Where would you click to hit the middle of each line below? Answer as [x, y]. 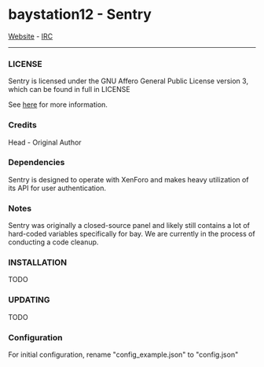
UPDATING [29, 300]
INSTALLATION [38, 262]
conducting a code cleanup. [53, 242]
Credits [22, 125]
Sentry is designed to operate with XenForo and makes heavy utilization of [128, 179]
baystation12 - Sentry [80, 15]
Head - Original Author [45, 142]
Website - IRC [31, 36]
